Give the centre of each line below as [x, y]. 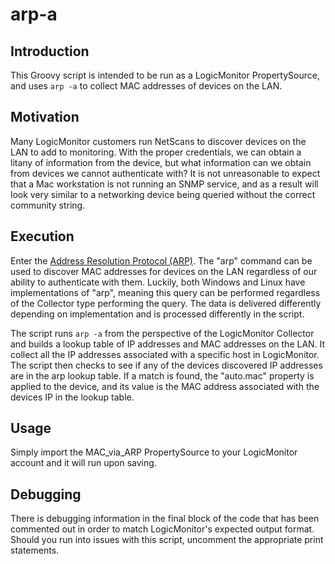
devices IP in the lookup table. [72, 397]
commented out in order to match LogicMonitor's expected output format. [162, 529]
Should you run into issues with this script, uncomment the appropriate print [167, 540]
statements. [35, 550]
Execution [42, 236]
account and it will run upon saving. [83, 463]
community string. [48, 205]
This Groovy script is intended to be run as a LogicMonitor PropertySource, [165, 75]
